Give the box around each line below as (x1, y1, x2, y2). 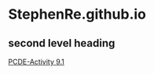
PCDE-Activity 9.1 (8, 57, 65, 66)
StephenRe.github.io (8, 5, 147, 23)
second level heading (8, 37, 115, 50)
